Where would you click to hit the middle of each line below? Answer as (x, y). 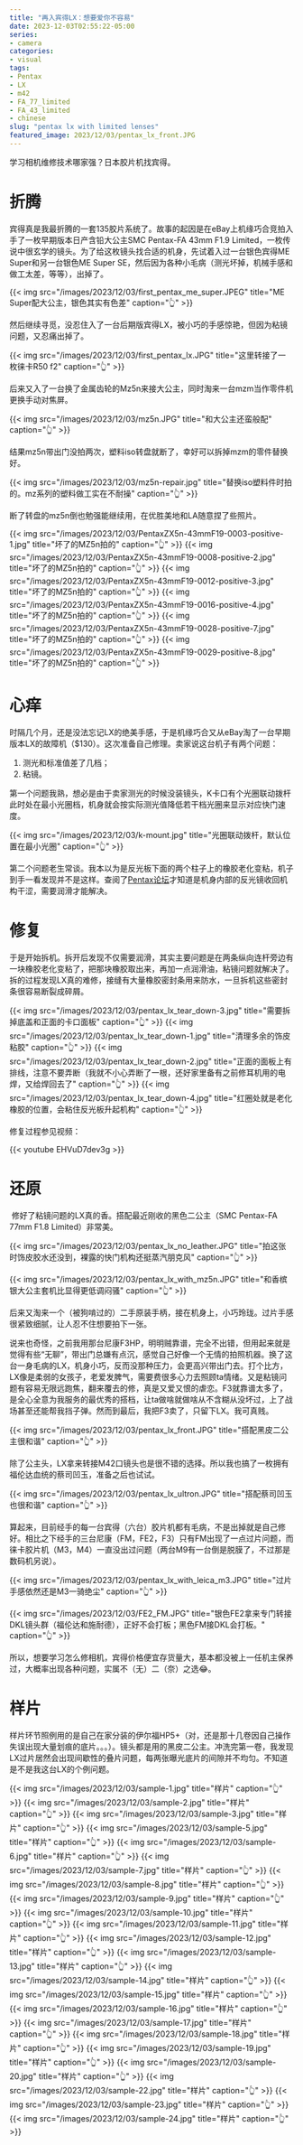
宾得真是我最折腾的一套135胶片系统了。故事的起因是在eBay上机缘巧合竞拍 (147, 228)
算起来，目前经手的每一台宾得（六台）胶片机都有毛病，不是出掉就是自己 (143, 1526)
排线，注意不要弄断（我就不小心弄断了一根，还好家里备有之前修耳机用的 (143, 1072)
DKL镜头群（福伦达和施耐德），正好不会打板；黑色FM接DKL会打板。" (138, 1624)
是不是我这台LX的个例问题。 (62, 1769)
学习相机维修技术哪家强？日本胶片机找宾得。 (92, 162)
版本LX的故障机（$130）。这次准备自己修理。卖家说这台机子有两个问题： (144, 743)
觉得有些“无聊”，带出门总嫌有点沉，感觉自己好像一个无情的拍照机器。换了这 (151, 1354)
